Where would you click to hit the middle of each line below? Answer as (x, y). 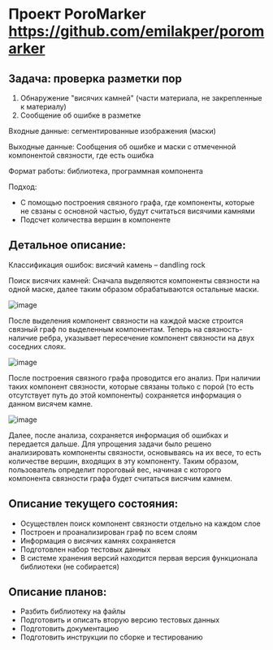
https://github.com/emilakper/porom (136, 31)
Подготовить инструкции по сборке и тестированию (111, 637)
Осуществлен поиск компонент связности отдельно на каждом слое (141, 523)
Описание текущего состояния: (93, 504)
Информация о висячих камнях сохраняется (98, 540)
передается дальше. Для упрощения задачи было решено (110, 444)
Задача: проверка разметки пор (95, 78)
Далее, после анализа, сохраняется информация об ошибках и (119, 435)
